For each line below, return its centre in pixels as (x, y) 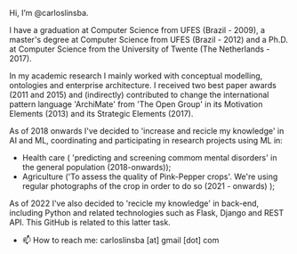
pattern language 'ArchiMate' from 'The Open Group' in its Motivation (136, 104)
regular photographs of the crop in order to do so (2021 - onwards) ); (148, 186)
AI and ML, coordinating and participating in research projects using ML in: (146, 140)
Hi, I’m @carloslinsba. (49, 13)
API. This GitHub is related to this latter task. (90, 222)
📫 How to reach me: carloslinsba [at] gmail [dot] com (120, 240)
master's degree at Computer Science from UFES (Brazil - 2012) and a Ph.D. (149, 40)
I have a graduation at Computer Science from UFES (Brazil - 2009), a (137, 30)
